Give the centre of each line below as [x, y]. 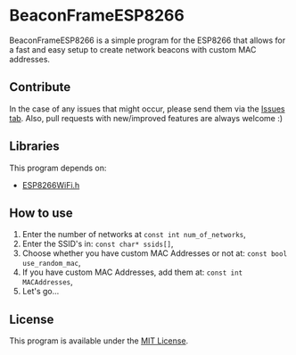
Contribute [40, 87]
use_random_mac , [52, 263]
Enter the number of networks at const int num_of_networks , [134, 235]
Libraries [34, 147]
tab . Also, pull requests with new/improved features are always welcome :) [146, 118]
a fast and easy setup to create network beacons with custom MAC [133, 49]
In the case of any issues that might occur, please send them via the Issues [147, 109]
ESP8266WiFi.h [51, 185]
